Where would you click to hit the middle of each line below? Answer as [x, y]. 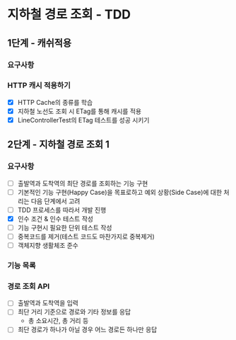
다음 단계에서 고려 [55, 201]
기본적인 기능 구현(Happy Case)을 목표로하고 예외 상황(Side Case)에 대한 [120, 192]
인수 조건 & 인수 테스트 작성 [55, 219]
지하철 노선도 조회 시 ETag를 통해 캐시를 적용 [79, 111]
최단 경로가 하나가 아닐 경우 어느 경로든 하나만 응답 [87, 329]
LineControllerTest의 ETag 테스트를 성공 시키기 [83, 120]
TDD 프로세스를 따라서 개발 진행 [62, 210]
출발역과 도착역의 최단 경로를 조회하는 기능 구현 [83, 183]
